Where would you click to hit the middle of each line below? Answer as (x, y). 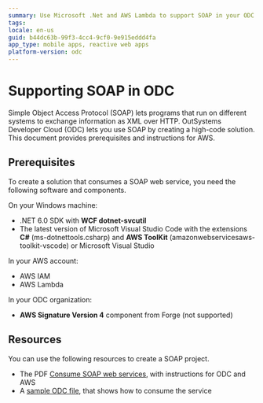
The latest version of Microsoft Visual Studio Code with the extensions (133, 228)
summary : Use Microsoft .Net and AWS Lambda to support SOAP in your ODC (131, 15)
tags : (17, 23)
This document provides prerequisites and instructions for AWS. (112, 138)
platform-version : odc (45, 52)
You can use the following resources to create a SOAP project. (109, 358)
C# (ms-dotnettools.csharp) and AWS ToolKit (93, 237)
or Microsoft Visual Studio (112, 246)
